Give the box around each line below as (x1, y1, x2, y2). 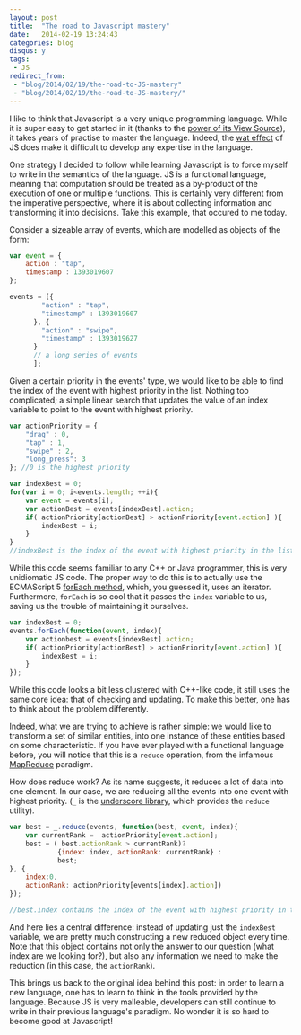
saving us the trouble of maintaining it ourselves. (9, 601, 189, 611)
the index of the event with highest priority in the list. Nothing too (9, 385, 249, 395)
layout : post (9, 13, 58, 22)
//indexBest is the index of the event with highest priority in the (9, 546, 275, 555)
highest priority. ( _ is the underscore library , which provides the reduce (9, 796, 271, 807)
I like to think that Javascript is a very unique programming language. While (9, 113, 288, 124)
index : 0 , (25, 872, 58, 881)
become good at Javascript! (9, 1015, 114, 1026)
